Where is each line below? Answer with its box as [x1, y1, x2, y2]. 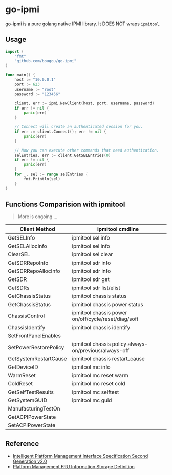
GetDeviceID [8, 363, 38, 371]
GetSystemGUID [8, 397, 48, 404]
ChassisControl [8, 312, 45, 319]
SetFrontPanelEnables [8, 332, 61, 339]
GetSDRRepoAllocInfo [8, 268, 60, 275]
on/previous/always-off [72, 347, 130, 354]
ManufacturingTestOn [8, 405, 60, 413]
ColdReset [8, 380, 33, 387]
